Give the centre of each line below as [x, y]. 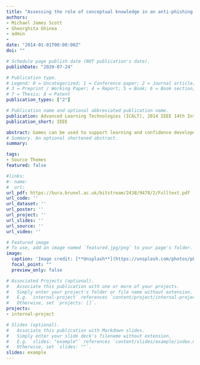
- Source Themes [26, 160]
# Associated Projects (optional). [50, 281]
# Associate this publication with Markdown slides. [76, 330]
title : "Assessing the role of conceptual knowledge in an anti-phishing [100, 12]
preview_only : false [37, 270]
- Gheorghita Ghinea [32, 28]
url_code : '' [22, 198]
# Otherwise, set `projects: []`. [51, 303]
